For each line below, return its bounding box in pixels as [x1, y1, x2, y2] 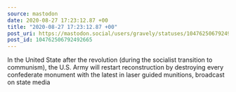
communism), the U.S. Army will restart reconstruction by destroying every [7, 63, 224, 72]
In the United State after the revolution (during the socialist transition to [7, 55, 213, 64]
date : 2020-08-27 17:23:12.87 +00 [7, 17, 109, 24]
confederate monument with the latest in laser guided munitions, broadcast [7, 71, 225, 79]
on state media [7, 78, 51, 86]
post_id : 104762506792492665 [7, 37, 93, 44]
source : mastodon [7, 10, 58, 18]
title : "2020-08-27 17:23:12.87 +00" [7, 23, 118, 30]
